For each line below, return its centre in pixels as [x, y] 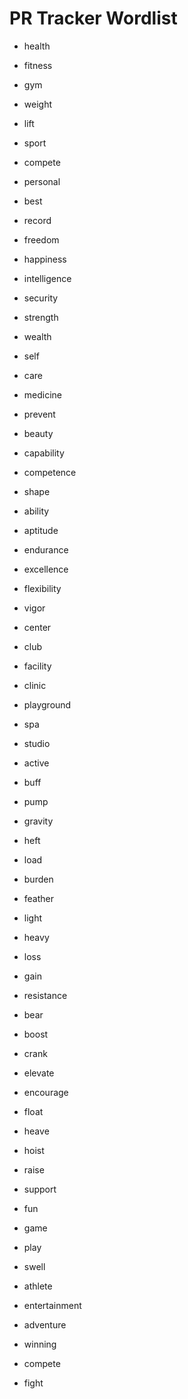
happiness [45, 259]
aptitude [41, 530]
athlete [38, 1286]
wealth [37, 336]
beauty [38, 433]
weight [37, 104]
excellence [46, 569]
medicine [43, 394]
